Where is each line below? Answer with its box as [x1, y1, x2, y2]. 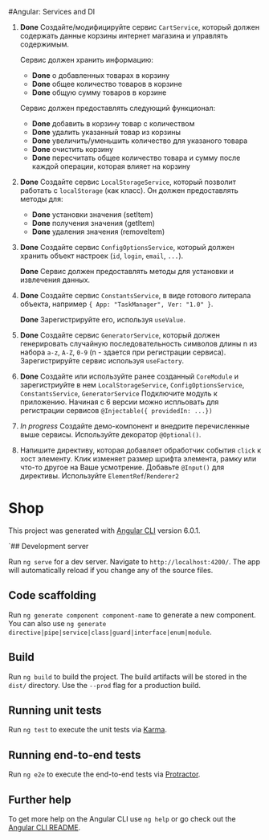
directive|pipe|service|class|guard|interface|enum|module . [8, 627, 212, 637]
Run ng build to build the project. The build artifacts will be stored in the [8, 671, 247, 682]
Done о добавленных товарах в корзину [31, 71, 170, 80]
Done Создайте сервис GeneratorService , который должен [19, 330, 221, 340]
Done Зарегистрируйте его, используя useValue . [19, 315, 186, 324]
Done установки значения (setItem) [31, 210, 154, 219]
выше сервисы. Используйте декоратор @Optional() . [19, 430, 202, 439]
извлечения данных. [19, 275, 91, 285]
